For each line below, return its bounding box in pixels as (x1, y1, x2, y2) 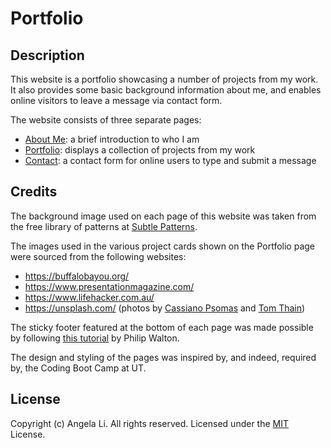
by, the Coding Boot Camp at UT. (10, 362, 147, 374)
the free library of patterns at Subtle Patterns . (10, 220, 198, 232)
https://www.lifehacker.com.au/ (24, 291, 155, 303)
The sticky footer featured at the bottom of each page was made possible (10, 321, 314, 333)
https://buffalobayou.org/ (24, 270, 130, 282)
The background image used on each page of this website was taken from (10, 210, 317, 222)
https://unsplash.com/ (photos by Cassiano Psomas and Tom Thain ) (24, 302, 306, 314)
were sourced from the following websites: (10, 250, 187, 262)
